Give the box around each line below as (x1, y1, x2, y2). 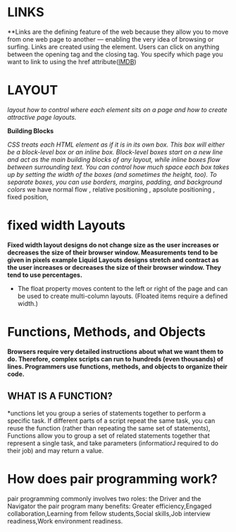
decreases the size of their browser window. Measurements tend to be (7, 248, 218, 256)
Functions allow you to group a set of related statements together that (7, 431, 210, 440)
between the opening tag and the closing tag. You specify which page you (7, 50, 223, 58)
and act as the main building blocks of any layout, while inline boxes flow (7, 155, 221, 163)
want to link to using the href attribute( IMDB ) (7, 57, 137, 66)
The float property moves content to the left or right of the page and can (17, 284, 228, 292)
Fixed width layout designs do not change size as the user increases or (7, 240, 220, 249)
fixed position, (7, 192, 49, 201)
